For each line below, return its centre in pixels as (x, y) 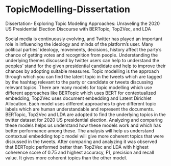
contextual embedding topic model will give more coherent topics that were (85, 136)
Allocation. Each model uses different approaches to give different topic (81, 103)
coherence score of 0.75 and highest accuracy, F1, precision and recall (80, 152)
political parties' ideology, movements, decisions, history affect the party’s (83, 49)
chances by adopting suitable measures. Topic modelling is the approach (82, 71)
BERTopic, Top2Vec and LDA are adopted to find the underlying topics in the (86, 114)
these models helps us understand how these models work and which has (83, 125)
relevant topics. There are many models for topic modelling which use (79, 87)
